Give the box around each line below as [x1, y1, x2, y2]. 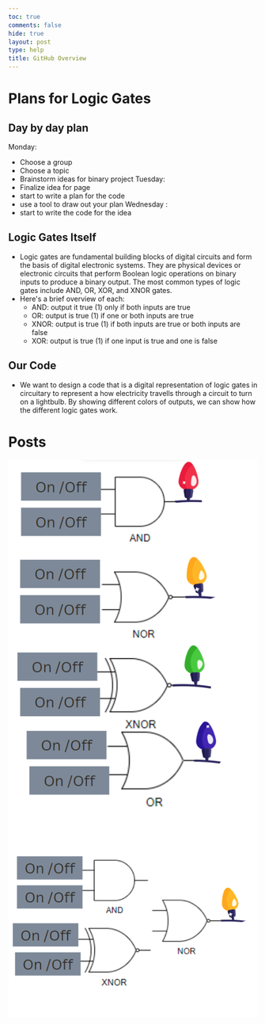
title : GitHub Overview [8, 55, 87, 63]
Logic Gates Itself [8, 230, 97, 245]
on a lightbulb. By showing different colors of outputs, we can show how [19, 397, 256, 406]
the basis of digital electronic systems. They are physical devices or [19, 260, 241, 269]
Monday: [8, 143, 37, 151]
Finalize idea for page [19, 183, 91, 192]
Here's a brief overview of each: [19, 294, 125, 303]
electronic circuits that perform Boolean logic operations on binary [19, 268, 237, 278]
